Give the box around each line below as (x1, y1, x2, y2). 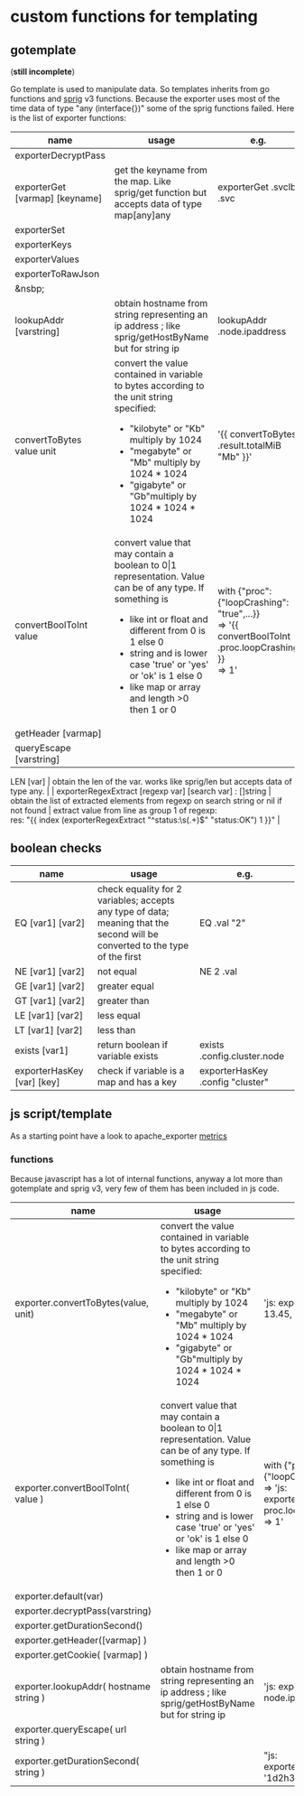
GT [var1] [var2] (14, 994, 85, 1007)
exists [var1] (14, 1044, 69, 1056)
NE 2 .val (198, 964, 238, 977)
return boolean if (97, 1038, 169, 1051)
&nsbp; (14, 283, 45, 294)
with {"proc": (216, 585, 272, 597)
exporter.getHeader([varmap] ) (14, 1633, 148, 1646)
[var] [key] (14, 1075, 60, 1088)
